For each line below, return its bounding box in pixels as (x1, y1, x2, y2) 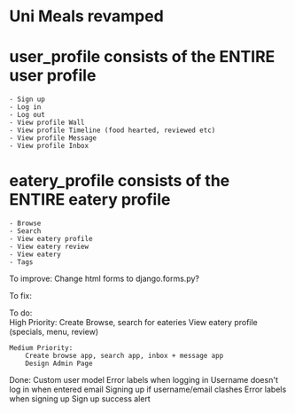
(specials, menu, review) (9, 326, 99, 338)
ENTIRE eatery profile (9, 190, 171, 210)
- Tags (9, 258, 34, 267)
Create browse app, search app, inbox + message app (25, 352, 224, 361)
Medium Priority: (9, 344, 74, 353)
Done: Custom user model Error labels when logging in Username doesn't (9, 375, 279, 386)
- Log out (9, 111, 46, 120)
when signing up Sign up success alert (9, 394, 151, 404)
